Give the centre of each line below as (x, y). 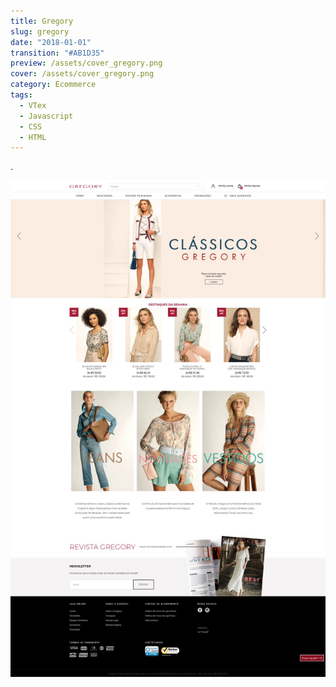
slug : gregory (40, 31)
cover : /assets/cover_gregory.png (82, 74)
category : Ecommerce (53, 85)
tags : (21, 95)
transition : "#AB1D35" (57, 53)
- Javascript (46, 116)
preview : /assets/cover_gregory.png (86, 63)
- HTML (33, 137)
